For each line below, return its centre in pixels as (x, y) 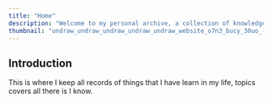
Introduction (40, 63)
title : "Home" (32, 16)
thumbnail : (27, 31)
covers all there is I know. (51, 91)
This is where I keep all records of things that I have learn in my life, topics (132, 83)
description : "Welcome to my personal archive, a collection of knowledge (137, 23)
